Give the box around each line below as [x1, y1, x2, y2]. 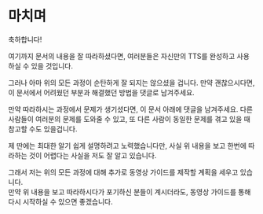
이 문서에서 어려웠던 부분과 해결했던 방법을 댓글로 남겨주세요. [8, 87, 195, 97]
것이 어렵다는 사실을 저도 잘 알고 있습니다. [28, 150, 157, 160]
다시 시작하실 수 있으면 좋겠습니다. [8, 197, 113, 206]
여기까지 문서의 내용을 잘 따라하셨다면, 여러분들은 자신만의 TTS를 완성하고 [8, 51, 236, 61]
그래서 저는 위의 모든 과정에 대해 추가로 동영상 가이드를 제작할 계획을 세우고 [8, 167, 239, 177]
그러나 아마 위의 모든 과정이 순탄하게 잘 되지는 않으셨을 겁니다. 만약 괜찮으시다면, [8, 78, 255, 87]
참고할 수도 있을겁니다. [8, 124, 78, 134]
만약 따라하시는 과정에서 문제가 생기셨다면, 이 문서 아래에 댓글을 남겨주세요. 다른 [8, 104, 254, 114]
